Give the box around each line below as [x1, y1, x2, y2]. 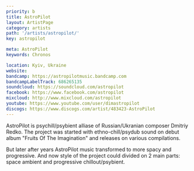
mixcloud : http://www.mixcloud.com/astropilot [6, 95, 122, 101]
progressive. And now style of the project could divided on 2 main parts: [6, 152, 180, 159]
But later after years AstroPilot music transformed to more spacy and [6, 146, 172, 153]
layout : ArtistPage [6, 19, 54, 25]
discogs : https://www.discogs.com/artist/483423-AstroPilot [6, 106, 156, 112]
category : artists [6, 25, 51, 31]
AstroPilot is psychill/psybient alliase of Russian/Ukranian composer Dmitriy [6, 122, 189, 129]
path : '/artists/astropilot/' [6, 30, 80, 36]
